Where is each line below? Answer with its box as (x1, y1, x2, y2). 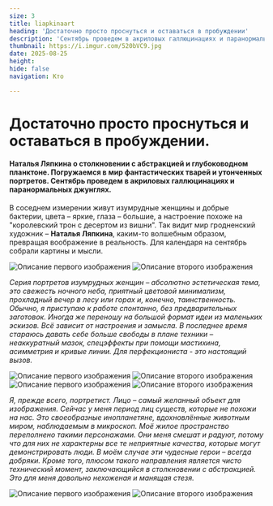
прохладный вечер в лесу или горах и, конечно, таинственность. (9, 295, 237, 305)
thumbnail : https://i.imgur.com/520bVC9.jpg (9, 42, 162, 50)
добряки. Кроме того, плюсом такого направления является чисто (9, 456, 242, 465)
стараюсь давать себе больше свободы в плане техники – (9, 330, 214, 339)
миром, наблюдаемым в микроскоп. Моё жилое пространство (9, 422, 230, 431)
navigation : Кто (9, 72, 64, 80)
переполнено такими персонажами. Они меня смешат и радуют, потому (9, 430, 264, 439)
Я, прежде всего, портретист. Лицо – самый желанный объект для (9, 396, 241, 405)
